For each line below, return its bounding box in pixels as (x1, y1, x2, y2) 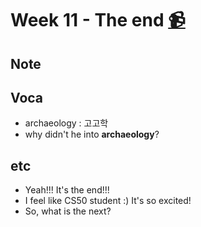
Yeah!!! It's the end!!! (24, 184, 110, 196)
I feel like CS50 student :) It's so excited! (24, 195, 192, 207)
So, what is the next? (24, 205, 112, 217)
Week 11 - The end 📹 (10, 9, 186, 32)
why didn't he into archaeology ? (24, 128, 160, 141)
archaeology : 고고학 (24, 117, 109, 129)
